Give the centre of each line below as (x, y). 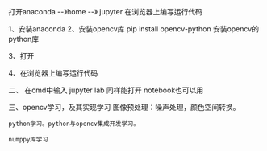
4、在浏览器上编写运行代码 (53, 73)
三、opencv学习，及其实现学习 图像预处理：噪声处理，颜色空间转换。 (124, 107)
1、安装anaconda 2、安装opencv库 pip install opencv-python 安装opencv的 (134, 29)
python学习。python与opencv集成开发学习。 (74, 124)
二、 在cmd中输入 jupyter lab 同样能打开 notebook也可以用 (106, 90)
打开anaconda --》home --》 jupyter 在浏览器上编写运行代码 (106, 12)
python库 (23, 39)
